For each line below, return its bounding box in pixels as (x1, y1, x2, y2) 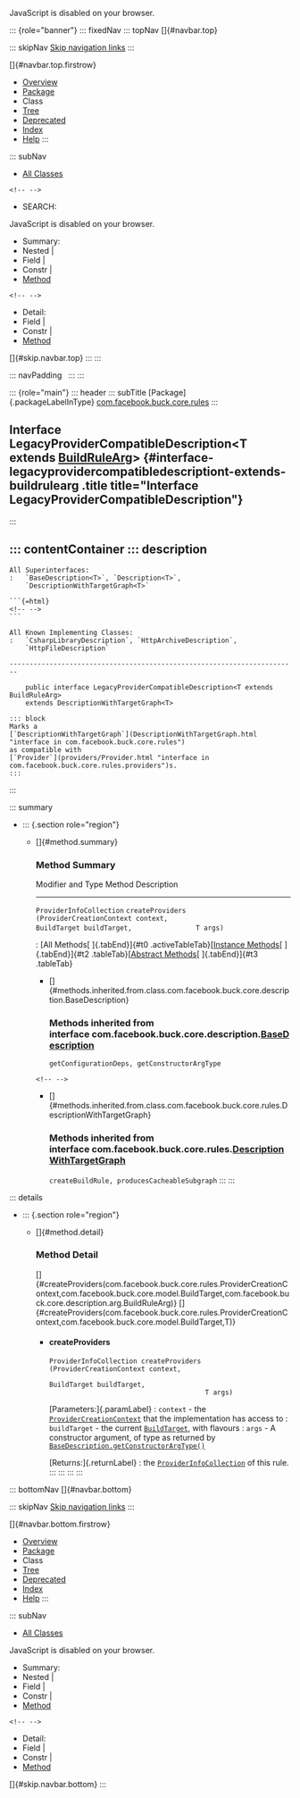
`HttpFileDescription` (25, 643, 110, 653)
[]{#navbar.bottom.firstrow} (9, 1518, 112, 1530)
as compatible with (9, 745, 82, 754)
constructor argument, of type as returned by (48, 1433, 216, 1443)
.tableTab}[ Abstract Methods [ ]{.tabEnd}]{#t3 (90, 949, 259, 959)
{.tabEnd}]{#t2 (35, 949, 89, 959)
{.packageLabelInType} (9, 397, 96, 407)
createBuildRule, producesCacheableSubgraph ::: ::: (48, 1175, 236, 1185)
